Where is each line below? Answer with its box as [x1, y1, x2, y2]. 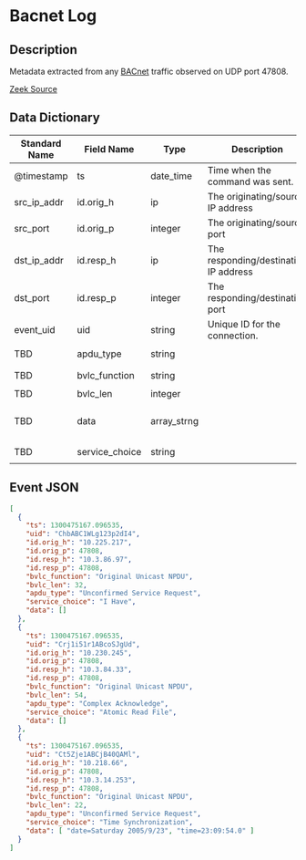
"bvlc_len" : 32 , [25, 580, 88, 589]
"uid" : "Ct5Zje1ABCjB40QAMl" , [25, 750, 141, 759]
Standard [20, 137, 62, 150]
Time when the [207, 163, 271, 176]
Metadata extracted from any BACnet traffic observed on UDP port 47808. [9, 66, 289, 77]
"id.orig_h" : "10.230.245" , [25, 648, 132, 658]
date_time [149, 170, 193, 182]
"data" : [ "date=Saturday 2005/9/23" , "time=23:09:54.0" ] [25, 826, 255, 835]
